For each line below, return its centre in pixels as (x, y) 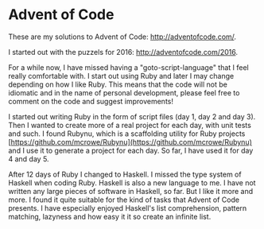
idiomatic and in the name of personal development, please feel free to (124, 92)
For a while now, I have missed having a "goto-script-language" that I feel (128, 67)
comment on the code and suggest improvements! (91, 101)
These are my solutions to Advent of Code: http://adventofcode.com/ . (122, 37)
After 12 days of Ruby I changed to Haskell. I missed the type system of (125, 174)
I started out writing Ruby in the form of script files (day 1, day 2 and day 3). (132, 116)
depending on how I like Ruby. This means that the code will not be (118, 84)
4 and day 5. (29, 159)
